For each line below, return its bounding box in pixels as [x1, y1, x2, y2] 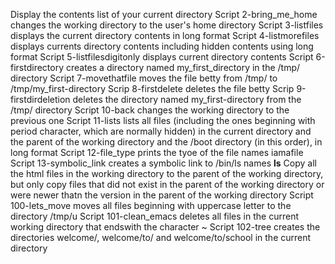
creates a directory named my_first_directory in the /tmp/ [65, 62, 301, 73]
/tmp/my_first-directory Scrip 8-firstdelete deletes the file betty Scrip [10, 83, 295, 94]
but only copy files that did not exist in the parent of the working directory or [10, 179, 325, 190]
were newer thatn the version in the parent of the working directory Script [10, 189, 314, 201]
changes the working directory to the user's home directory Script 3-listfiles [10, 19, 324, 31]
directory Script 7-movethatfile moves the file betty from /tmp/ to [10, 72, 278, 84]
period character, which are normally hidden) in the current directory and [10, 125, 312, 137]
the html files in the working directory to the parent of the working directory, [10, 168, 324, 179]
